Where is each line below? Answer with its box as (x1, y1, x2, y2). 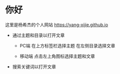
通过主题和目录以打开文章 (12, 32, 65, 38)
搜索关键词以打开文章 (12, 64, 56, 70)
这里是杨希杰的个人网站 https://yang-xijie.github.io (5, 22, 108, 28)
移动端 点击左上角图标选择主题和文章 (19, 53, 95, 59)
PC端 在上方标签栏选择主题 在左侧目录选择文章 (19, 42, 116, 48)
